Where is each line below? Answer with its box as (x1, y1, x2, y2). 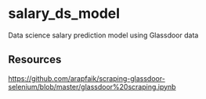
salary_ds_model (8, 5, 120, 23)
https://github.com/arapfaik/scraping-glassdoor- (8, 73, 166, 83)
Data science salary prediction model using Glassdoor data (8, 30, 199, 40)
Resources (8, 53, 62, 66)
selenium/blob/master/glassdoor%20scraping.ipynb (8, 82, 176, 91)
